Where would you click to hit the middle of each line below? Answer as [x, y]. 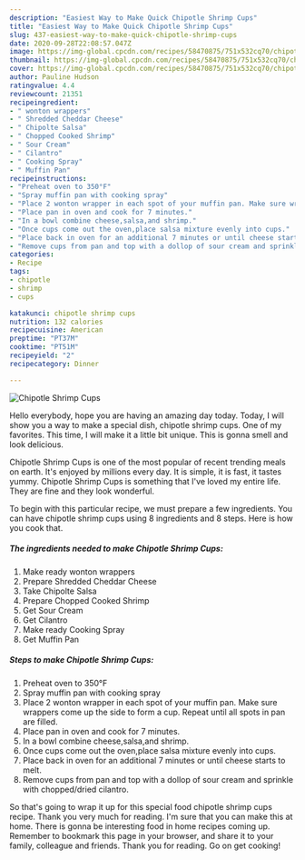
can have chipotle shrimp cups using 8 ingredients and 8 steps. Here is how [151, 518]
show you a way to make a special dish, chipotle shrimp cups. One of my [146, 425]
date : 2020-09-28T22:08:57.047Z [70, 43]
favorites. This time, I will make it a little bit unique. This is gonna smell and [149, 435]
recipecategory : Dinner [54, 364]
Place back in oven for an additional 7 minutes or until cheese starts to [154, 760]
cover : [22, 69]
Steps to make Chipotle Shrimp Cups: [82, 660]
